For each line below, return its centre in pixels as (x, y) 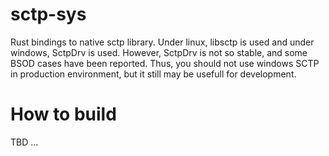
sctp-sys (48, 14)
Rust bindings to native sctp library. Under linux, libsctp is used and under (162, 42)
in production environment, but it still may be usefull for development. (153, 74)
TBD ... (24, 142)
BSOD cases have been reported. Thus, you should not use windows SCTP (165, 63)
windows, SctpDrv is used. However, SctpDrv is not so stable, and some (159, 52)
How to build (63, 114)
